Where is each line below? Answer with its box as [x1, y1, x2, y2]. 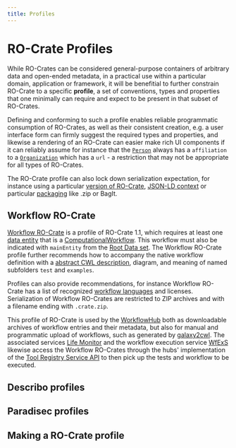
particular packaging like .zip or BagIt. [7, 189, 118, 198]
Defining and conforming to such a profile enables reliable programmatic [7, 115, 218, 124]
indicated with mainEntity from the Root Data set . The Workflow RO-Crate [7, 243, 222, 252]
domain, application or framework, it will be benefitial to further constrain [7, 79, 220, 88]
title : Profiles [7, 10, 55, 18]
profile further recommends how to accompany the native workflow [7, 251, 204, 259]
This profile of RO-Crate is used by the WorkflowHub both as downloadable [7, 316, 227, 324]
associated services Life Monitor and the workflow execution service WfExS [7, 338, 229, 347]
